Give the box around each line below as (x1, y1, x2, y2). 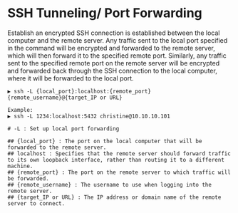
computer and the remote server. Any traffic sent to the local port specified (7, 36, 228, 44)
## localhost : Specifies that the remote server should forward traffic (7, 150, 232, 157)
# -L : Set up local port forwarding (7, 125, 120, 133)
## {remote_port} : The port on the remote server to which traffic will (7, 169, 232, 176)
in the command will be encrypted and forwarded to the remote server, (7, 43, 215, 52)
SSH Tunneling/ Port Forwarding (7, 5, 203, 21)
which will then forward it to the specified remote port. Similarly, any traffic (7, 51, 227, 60)
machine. (7, 162, 33, 170)
